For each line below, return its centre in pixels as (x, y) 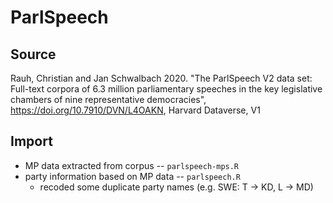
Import (31, 141)
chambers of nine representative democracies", (108, 99)
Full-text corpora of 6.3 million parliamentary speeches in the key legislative (166, 89)
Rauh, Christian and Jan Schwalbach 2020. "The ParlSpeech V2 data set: (161, 78)
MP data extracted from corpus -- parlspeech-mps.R (132, 165)
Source (33, 54)
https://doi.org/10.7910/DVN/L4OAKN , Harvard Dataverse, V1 (135, 110)
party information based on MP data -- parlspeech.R (132, 176)
